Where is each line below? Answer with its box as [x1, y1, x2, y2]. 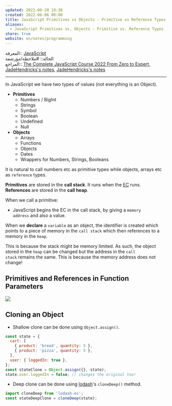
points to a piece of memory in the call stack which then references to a [5, 227, 160, 233]
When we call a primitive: [5, 197, 59, 203]
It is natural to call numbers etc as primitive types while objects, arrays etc [5, 166, 162, 172]
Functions [20, 140, 41, 146]
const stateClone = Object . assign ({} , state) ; [5, 367, 106, 372]
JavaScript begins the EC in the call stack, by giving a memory [12, 207, 141, 213]
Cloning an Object [5, 310, 64, 319]
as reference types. [5, 172, 47, 178]
